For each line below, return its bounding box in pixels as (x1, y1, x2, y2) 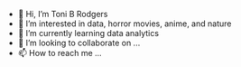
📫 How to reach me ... (17, 48, 102, 58)
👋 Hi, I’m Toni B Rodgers (17, 9, 108, 19)
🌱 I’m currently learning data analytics (17, 28, 160, 38)
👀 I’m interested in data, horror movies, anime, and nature (17, 18, 232, 29)
